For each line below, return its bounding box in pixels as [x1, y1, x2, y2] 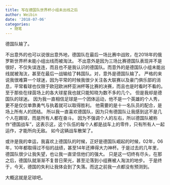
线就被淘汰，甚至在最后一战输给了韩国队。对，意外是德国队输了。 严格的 [5, 70, 158, 77]
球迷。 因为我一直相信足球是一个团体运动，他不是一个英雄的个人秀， [18, 96, 162, 102]
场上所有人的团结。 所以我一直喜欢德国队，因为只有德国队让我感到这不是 [5, 108, 158, 115]
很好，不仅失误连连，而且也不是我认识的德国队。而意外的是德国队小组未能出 [5, 64, 165, 70]
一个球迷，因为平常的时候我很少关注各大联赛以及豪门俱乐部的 [27, 77, 156, 83]
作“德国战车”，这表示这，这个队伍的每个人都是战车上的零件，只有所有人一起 [5, 121, 165, 127]
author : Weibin [5, 12, 38, 17]
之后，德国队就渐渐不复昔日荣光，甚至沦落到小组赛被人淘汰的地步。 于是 [5, 158, 158, 164]
